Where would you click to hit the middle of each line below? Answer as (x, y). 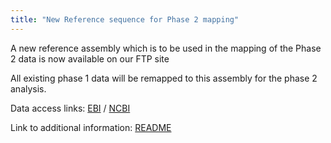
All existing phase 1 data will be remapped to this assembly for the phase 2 (164, 78)
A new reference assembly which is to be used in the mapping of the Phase (166, 48)
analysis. (28, 88)
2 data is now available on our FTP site (90, 58)
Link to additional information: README (91, 127)
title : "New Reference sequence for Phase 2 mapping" (125, 19)
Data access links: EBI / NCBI (70, 108)
